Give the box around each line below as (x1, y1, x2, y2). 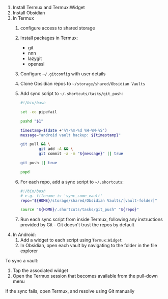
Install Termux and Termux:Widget (12, 5, 85, 10)
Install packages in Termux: (20, 35, 78, 41)
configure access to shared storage (20, 25, 95, 31)
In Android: (12, 231, 36, 238)
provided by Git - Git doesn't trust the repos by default (20, 222, 135, 228)
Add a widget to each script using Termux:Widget (20, 237, 122, 243)
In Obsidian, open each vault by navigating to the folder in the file (20, 243, 157, 249)
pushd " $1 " (20, 118, 44, 124)
